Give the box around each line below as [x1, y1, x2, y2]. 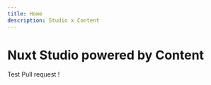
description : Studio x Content [7, 17, 100, 24]
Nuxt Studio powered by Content [7, 47, 204, 63]
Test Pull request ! [7, 70, 60, 79]
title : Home [7, 10, 42, 18]
